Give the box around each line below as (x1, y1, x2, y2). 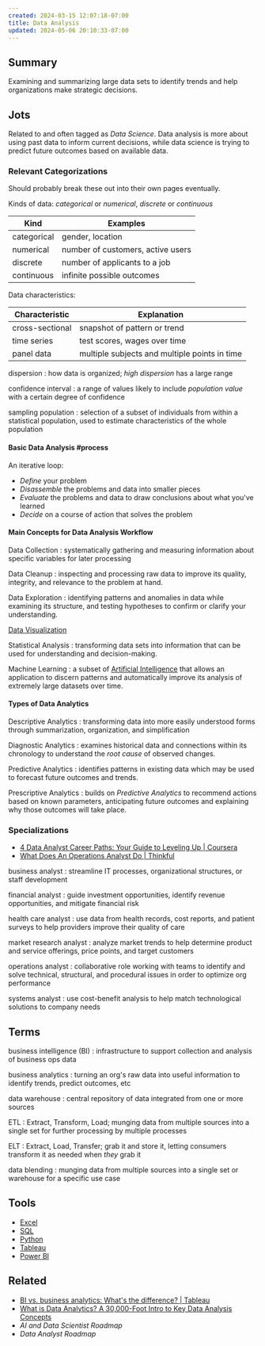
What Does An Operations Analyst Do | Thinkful (19, 851, 176, 861)
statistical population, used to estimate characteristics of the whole (8, 416, 227, 426)
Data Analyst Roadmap (19, 1329, 97, 1338)
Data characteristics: (8, 290, 76, 300)
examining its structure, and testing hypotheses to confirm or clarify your (8, 601, 247, 610)
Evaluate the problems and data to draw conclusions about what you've (19, 492, 255, 502)
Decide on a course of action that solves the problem (19, 509, 193, 519)
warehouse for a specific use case (8, 1174, 121, 1183)
